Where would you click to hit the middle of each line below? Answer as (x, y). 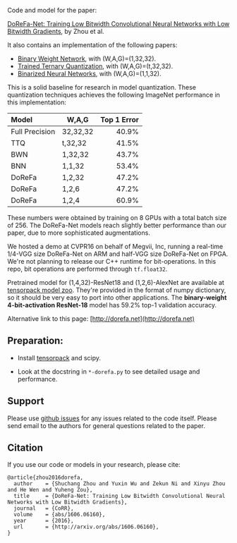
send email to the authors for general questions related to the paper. (107, 425)
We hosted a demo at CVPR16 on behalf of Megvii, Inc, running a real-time (115, 246)
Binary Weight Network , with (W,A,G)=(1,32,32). (87, 59)
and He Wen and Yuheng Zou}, (50, 490)
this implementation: (37, 102)
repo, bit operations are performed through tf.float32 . (87, 269)
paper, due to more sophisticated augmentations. (79, 233)
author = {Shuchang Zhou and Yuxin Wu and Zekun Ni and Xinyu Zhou (120, 484)
